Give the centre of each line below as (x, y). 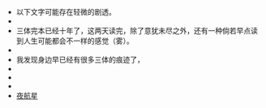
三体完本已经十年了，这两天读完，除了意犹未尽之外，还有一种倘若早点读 (137, 30)
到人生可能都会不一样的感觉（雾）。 (75, 41)
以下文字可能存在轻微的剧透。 (66, 12)
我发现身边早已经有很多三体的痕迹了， (80, 60)
